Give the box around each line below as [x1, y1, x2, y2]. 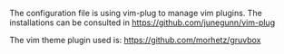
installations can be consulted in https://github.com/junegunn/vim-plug [9, 17, 275, 28]
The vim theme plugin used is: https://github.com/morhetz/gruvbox [9, 35, 261, 45]
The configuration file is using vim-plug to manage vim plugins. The [9, 8, 263, 18]
